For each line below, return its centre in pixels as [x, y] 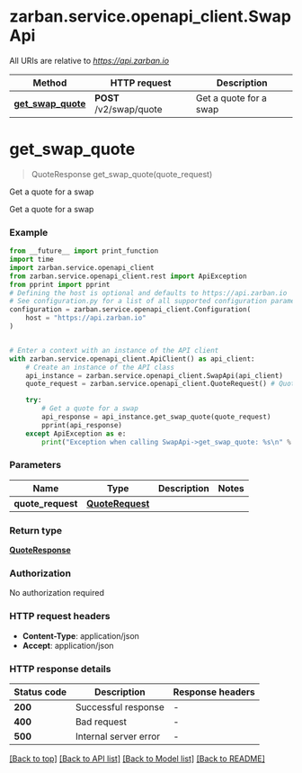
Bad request [101, 722]
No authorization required [57, 593]
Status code [40, 692]
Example [29, 232]
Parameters [35, 465]
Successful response [120, 707]
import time [31, 260]
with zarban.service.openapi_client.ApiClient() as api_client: [132, 359]
